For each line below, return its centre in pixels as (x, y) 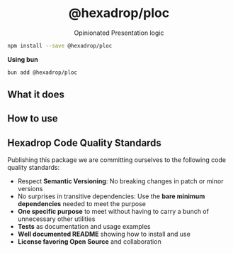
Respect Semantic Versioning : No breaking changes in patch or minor (120, 181)
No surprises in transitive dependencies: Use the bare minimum (111, 196)
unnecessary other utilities (56, 219)
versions (30, 189)
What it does (36, 95)
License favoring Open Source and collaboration (89, 242)
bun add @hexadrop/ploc (42, 72)
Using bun (23, 59)
